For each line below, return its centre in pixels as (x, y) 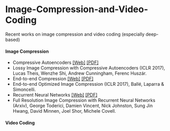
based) (13, 40)
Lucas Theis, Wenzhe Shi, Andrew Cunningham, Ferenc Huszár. (79, 73)
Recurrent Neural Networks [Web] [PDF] (55, 95)
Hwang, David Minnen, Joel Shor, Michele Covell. (64, 111)
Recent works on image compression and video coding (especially (75, 34)
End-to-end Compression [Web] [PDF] (53, 79)
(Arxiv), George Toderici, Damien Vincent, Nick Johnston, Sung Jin (82, 106)
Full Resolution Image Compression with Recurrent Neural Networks (84, 101)
